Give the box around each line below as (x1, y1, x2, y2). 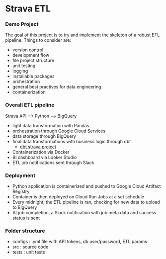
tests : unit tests (12, 249, 45, 255)
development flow (12, 52, 50, 58)
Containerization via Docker (12, 149, 70, 155)
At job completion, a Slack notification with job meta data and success (12, 210, 157, 216)
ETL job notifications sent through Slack (12, 160, 94, 166)
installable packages (12, 73, 55, 80)
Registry (12, 188, 30, 194)
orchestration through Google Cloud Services (12, 128, 106, 134)
